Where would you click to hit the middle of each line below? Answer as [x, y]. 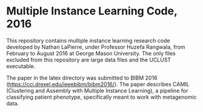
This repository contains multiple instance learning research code [88, 40]
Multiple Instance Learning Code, [92, 11]
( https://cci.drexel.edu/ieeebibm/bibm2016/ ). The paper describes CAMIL [98, 84]
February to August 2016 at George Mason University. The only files [91, 53]
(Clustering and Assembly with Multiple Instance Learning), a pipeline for [97, 90]
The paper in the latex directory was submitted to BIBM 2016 [82, 78]
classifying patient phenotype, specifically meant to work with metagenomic [101, 97]
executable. [21, 66]
